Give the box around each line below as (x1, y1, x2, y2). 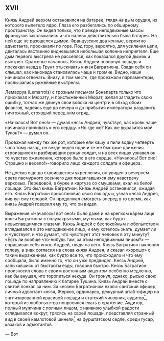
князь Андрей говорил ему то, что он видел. (5, 201, 98, 207)
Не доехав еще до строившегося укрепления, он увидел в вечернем (5, 169, 149, 176)
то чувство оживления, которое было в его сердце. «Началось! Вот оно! (5, 155, 157, 161)
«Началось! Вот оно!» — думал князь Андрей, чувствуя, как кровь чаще (5, 119, 157, 125)
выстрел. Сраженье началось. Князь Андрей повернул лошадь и (5, 58, 141, 64)
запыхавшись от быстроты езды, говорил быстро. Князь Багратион (5, 262, 147, 268)
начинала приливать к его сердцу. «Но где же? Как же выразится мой (5, 125, 153, 131)
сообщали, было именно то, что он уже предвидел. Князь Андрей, (5, 257, 144, 263)
